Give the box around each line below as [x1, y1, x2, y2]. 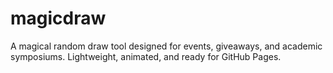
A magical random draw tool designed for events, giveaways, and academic [10, 40, 323, 52]
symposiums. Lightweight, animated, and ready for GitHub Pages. [10, 50, 282, 62]
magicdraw [10, 7, 107, 30]
